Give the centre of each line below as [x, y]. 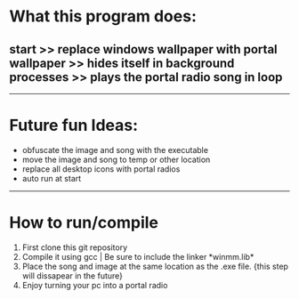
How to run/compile [84, 223]
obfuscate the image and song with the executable [115, 149]
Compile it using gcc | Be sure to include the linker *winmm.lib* [138, 256]
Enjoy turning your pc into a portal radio [95, 285]
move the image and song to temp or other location [116, 159]
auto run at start [52, 178]
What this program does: [103, 16]
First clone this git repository [74, 247]
